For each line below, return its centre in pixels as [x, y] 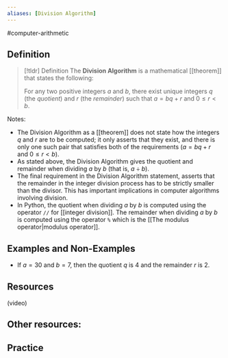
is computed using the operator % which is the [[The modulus [103, 220]
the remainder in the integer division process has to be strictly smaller [115, 183]
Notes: [16, 119]
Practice [25, 347]
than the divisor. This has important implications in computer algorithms [118, 191]
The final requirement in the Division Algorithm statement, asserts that [116, 176]
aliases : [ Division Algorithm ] [52, 13]
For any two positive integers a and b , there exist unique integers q [118, 91]
